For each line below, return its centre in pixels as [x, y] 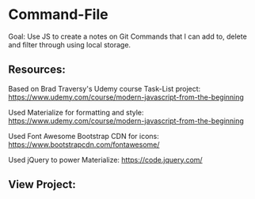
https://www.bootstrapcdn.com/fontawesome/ [84, 145]
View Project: [42, 184]
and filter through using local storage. [70, 44]
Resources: [37, 70]
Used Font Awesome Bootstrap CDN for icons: [84, 136]
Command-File [58, 15]
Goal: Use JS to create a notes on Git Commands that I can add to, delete [127, 36]
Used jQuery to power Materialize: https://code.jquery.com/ [106, 160]
